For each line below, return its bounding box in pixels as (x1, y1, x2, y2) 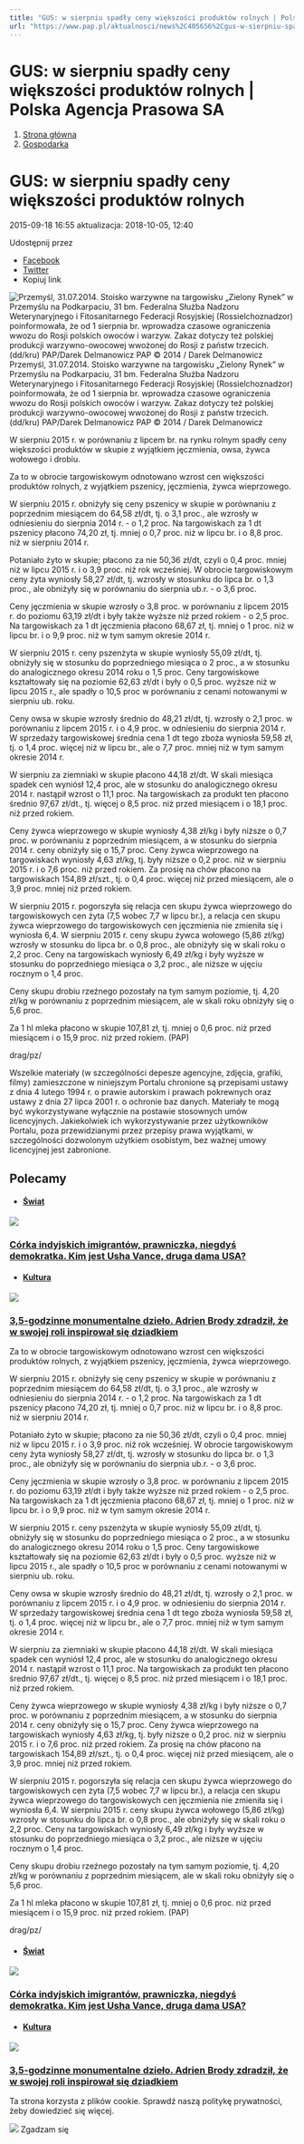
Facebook (22, 255, 61, 266)
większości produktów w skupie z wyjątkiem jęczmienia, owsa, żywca (9, 444, 271, 455)
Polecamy (9, 1170, 67, 1186)
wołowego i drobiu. (9, 454, 81, 465)
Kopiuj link (22, 274, 62, 286)
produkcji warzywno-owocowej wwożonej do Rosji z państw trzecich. (9, 407, 270, 418)
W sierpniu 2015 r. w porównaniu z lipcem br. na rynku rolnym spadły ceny (9, 434, 288, 445)
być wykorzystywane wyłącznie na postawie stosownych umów (9, 1106, 248, 1117)
